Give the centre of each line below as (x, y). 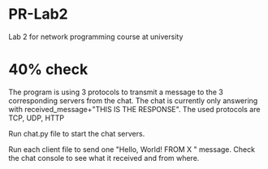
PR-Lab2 (39, 14)
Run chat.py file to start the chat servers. (77, 133)
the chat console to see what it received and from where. (104, 158)
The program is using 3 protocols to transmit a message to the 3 (116, 92)
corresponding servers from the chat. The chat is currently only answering (133, 100)
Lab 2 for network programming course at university (96, 37)
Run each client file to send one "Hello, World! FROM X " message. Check (132, 149)
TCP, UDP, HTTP (37, 118)
